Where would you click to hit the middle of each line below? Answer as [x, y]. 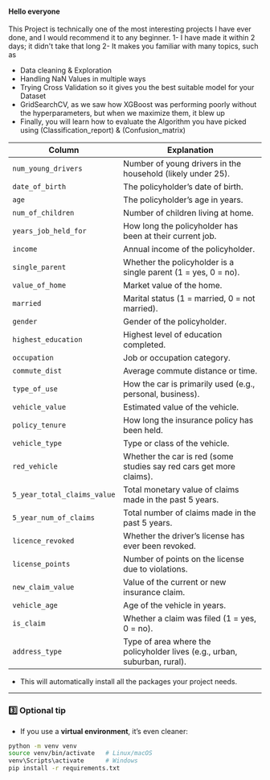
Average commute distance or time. [190, 371]
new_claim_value [43, 587]
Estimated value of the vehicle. [181, 407]
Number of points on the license [184, 559]
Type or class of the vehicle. [176, 444]
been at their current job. [170, 236]
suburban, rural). [155, 662]
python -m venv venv [43, 746]
